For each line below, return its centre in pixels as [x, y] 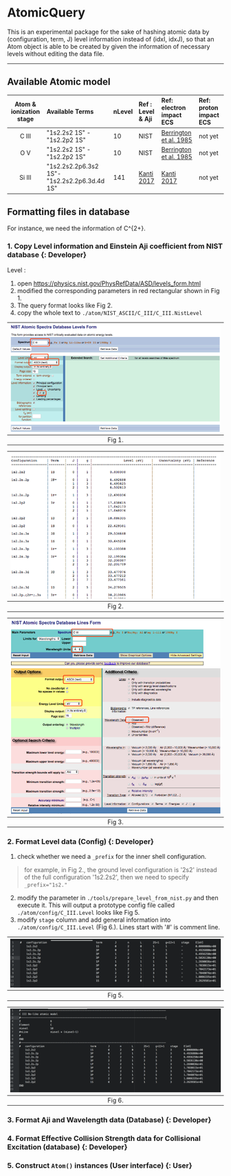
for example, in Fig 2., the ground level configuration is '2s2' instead [121, 870]
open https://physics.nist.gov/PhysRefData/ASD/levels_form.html [109, 283]
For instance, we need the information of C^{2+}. [76, 228]
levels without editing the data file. [56, 54]
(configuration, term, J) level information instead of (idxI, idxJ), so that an [111, 39]
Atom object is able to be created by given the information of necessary [109, 46]
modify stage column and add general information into [94, 920]
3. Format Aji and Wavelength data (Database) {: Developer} [109, 1120]
